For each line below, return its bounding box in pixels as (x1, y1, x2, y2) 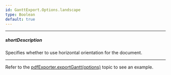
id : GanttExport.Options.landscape (5, 7, 81, 13)
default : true (5, 17, 36, 22)
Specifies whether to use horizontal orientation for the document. (5, 50, 142, 56)
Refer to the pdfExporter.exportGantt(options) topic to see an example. (5, 64, 154, 70)
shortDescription (5, 37, 42, 43)
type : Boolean (5, 12, 36, 17)
